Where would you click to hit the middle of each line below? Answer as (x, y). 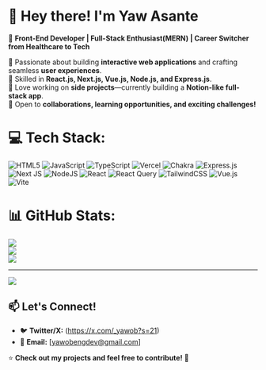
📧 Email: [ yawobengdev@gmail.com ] (80, 341)
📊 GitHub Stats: (62, 216)
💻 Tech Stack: (57, 138)
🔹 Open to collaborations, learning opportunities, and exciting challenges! (132, 104)
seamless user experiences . (55, 70)
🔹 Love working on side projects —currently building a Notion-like (116, 87)
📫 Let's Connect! (52, 307)
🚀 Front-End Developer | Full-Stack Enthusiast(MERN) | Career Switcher (129, 38)
